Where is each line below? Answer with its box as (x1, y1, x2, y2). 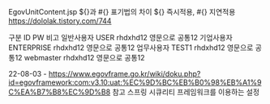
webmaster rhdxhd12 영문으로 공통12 (24, 53, 145, 62)
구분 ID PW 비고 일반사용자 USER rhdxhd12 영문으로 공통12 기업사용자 (8, 33, 233, 42)
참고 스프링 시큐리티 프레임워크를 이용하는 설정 (112, 87, 260, 97)
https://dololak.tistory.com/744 (8, 16, 112, 26)
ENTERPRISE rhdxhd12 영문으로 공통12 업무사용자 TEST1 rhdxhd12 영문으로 (8, 43, 254, 52)
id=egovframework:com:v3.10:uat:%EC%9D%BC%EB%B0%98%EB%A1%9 (8, 77, 262, 87)
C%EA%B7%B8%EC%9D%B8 (8, 87, 111, 97)
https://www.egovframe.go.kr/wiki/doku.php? (48, 69, 201, 78)
